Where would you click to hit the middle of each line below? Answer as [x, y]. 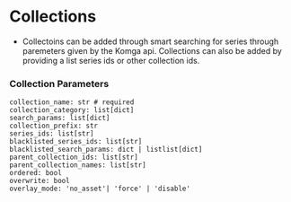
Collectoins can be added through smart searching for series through [150, 41]
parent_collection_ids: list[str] [74, 158]
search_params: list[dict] [60, 119]
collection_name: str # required [72, 102]
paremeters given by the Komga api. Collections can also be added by [152, 50]
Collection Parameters [59, 83]
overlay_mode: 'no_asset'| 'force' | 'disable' [100, 189]
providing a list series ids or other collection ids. [111, 60]
